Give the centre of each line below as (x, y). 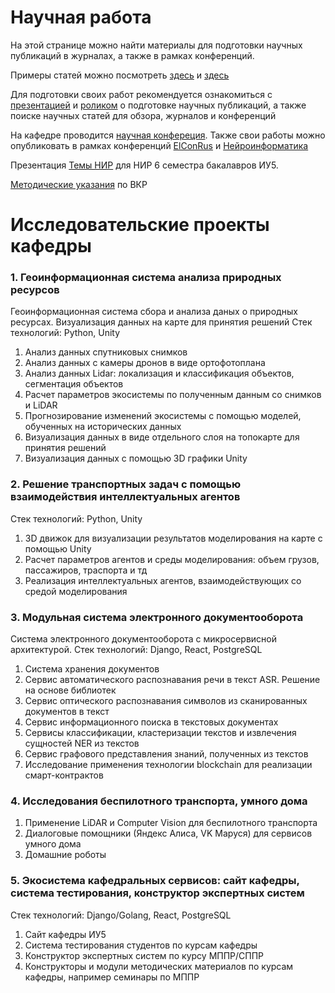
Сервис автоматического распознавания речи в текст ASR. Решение (172, 680)
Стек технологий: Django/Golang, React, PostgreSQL (121, 915)
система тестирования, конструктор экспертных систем (157, 893)
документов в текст (67, 712)
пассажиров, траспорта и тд (86, 570)
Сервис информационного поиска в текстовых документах (151, 722)
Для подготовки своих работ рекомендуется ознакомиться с (141, 94)
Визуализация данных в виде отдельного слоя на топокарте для (162, 437)
